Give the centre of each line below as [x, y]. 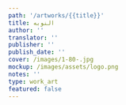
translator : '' [33, 37]
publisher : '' [32, 45]
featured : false [35, 89]
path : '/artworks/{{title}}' [56, 15]
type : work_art [33, 81]
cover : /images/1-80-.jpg [51, 60]
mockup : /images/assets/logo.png [63, 67]
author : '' [26, 30]
